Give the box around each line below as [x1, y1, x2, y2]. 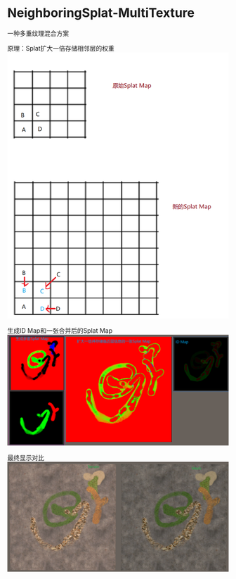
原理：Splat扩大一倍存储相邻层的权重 [7, 44, 114, 52]
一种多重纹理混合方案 [7, 29, 69, 37]
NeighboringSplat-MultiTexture [7, 5, 195, 21]
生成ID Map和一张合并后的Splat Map [7, 326, 113, 335]
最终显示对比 [7, 454, 44, 462]
